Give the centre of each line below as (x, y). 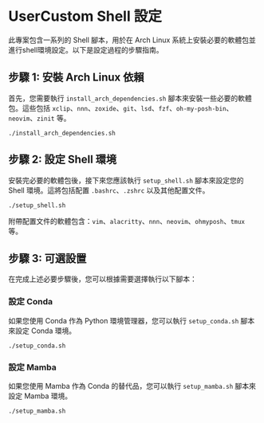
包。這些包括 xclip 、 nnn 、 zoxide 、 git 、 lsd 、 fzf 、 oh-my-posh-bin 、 (121, 108)
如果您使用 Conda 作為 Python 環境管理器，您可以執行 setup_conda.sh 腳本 (132, 320)
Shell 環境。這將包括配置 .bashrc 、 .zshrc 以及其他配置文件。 (109, 190)
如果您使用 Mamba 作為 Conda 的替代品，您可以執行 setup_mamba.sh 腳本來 (132, 386)
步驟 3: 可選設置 (47, 258)
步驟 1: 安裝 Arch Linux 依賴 (76, 78)
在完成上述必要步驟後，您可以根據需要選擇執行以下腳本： (102, 279)
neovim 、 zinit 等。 (39, 118)
